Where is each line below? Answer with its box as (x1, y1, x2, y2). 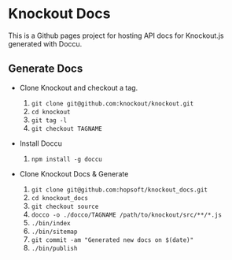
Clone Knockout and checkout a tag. (19, 83, 138, 92)
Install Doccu (19, 139, 63, 148)
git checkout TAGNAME (31, 124, 102, 132)
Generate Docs (8, 62, 83, 76)
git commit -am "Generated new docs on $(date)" (31, 236, 194, 244)
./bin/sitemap (31, 228, 78, 236)
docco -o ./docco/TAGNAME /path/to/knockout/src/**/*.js (31, 210, 223, 219)
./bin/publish (31, 244, 78, 252)
